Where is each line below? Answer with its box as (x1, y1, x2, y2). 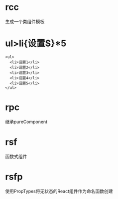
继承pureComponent (5, 119, 48, 125)
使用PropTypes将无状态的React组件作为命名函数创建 (5, 188, 113, 194)
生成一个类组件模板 (5, 18, 45, 24)
